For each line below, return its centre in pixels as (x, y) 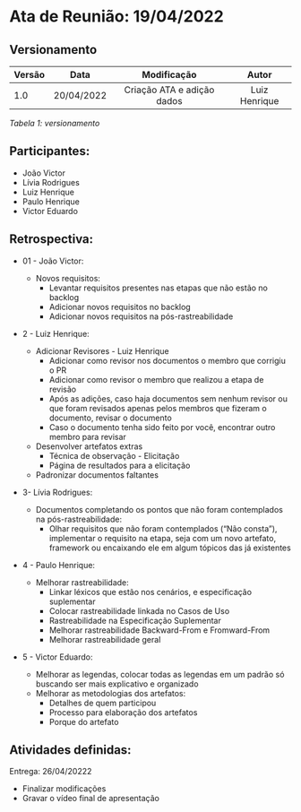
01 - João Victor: (53, 261)
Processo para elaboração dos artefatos (123, 712)
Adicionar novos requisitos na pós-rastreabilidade (141, 316)
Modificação (169, 75)
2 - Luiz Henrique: (56, 333)
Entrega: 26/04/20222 (51, 772)
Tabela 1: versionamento (55, 123)
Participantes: (50, 151)
